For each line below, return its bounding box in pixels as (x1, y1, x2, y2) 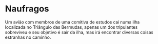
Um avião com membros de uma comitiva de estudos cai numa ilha (5, 19, 140, 25)
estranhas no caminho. (5, 34, 51, 40)
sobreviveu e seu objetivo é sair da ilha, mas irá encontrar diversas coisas (5, 29, 154, 35)
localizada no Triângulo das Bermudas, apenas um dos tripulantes (5, 24, 138, 30)
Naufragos (5, 3, 49, 14)
